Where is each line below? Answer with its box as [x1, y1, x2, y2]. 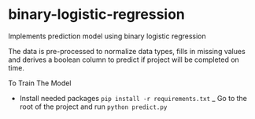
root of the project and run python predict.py [19, 102, 168, 111]
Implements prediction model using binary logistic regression [8, 31, 206, 41]
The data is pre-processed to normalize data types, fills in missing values [8, 46, 246, 56]
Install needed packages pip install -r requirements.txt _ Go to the [19, 93, 248, 103]
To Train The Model [8, 78, 72, 88]
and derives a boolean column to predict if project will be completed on [8, 55, 240, 64]
